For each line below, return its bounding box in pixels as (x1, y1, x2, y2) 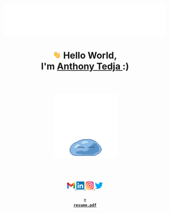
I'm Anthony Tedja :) (40, 61, 130, 72)
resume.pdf (73, 203, 97, 208)
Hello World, (62, 49, 117, 61)
